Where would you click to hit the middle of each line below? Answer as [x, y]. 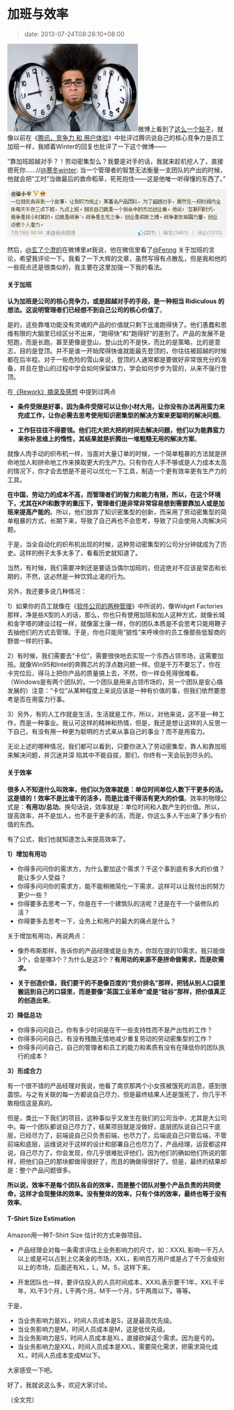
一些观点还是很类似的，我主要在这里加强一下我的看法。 [86, 267]
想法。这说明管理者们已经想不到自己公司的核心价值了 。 [86, 310]
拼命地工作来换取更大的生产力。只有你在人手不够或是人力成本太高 [132, 462]
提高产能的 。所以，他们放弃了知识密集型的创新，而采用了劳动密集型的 [120, 512]
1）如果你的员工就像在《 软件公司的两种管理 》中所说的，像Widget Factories [115, 606]
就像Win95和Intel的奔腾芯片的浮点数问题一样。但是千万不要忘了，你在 [120, 665]
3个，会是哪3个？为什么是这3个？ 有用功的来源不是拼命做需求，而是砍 [117, 959]
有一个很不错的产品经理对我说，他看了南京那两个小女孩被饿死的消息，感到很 [117, 1085]
